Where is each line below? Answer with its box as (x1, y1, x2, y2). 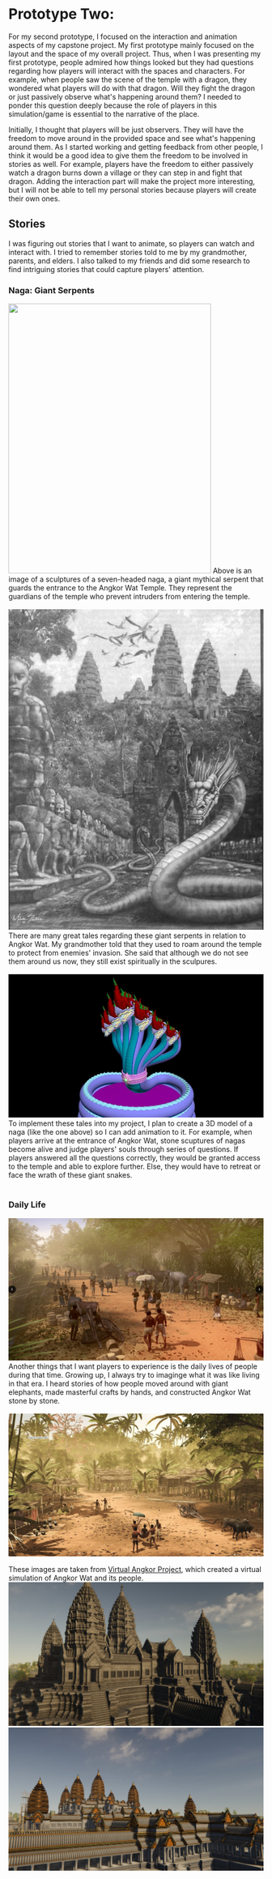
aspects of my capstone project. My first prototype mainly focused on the (8, 40, 255, 49)
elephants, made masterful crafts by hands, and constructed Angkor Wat (8, 1387, 251, 1397)
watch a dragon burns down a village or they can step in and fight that (8, 168, 243, 177)
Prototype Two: (8, 5, 115, 23)
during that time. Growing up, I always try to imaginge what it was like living (8, 1370, 261, 1379)
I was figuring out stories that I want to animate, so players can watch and (8, 238, 255, 248)
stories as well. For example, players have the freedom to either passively (8, 159, 253, 168)
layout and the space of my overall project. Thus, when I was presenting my (8, 49, 261, 58)
